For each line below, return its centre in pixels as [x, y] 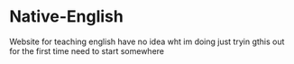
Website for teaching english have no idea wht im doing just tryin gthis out [147, 41]
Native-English [66, 17]
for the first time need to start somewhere [87, 50]
